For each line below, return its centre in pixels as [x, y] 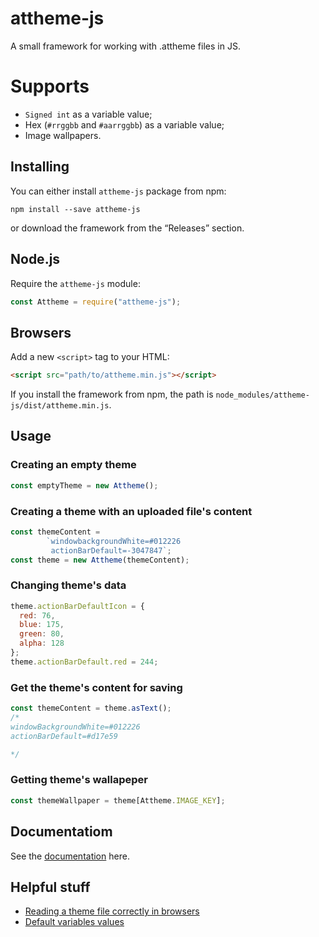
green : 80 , [42, 634]
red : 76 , [37, 615]
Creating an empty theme [73, 465]
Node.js [35, 259]
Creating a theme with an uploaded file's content [131, 511]
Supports [50, 86]
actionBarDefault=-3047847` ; [111, 550]
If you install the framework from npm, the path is [112, 394]
